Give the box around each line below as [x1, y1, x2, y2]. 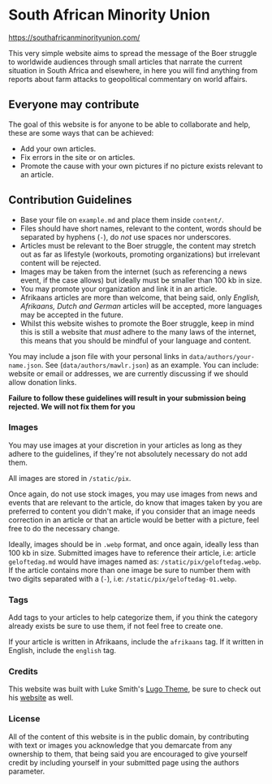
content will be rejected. [19, 258, 101, 267]
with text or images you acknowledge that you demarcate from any [8, 740, 233, 750]
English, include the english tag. [8, 646, 116, 656]
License [8, 713, 41, 725]
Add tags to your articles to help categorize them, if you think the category [8, 613, 258, 622]
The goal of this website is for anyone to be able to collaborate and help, [8, 119, 251, 129]
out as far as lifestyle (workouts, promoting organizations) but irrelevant [19, 249, 261, 259]
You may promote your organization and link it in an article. [19, 284, 218, 293]
